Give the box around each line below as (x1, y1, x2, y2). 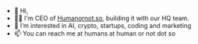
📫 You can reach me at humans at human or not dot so (13, 29, 175, 38)
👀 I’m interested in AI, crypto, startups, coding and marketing (13, 22, 192, 29)
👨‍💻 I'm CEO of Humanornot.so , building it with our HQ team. (13, 14, 190, 22)
